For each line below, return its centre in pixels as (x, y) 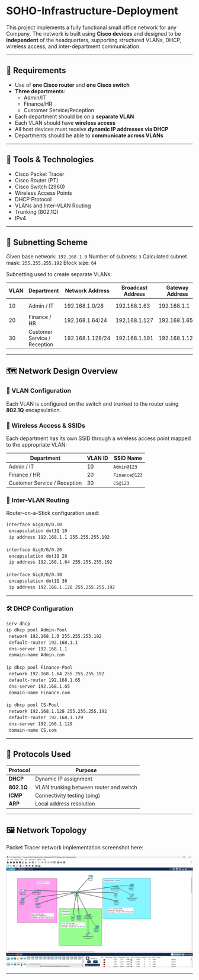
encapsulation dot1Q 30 (38, 581)
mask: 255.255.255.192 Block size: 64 (51, 263)
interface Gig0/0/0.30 (34, 575)
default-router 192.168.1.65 (45, 680)
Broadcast (134, 287)
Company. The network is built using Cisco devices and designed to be (94, 33)
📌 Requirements (36, 70)
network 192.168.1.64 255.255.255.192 (57, 674)
